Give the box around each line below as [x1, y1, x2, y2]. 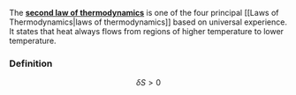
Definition [9, 57, 53, 69]
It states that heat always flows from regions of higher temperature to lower [9, 26, 285, 36]
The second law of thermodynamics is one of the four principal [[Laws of [9, 8, 279, 18]
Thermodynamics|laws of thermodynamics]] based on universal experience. [9, 17, 287, 27]
